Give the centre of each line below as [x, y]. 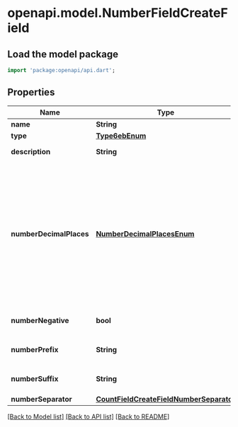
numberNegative [40, 320]
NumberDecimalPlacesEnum [145, 233]
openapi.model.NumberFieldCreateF [118, 13]
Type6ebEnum [121, 136]
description [31, 151]
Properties [31, 92]
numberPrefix [35, 349]
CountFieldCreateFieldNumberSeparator [165, 399]
